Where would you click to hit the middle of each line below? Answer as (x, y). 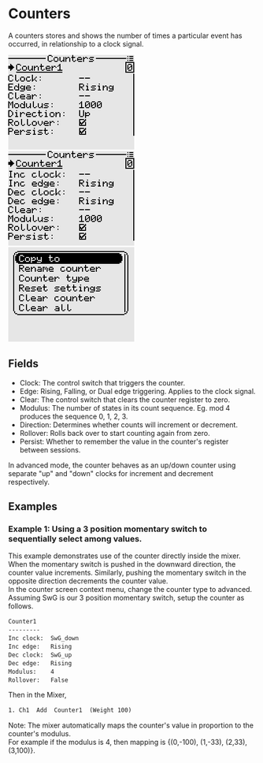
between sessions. (50, 449)
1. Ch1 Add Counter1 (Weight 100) (70, 710)
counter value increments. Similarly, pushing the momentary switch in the (127, 573)
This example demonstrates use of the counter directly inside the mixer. (125, 556)
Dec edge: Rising (40, 663)
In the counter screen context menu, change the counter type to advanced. (130, 590)
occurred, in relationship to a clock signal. (76, 43)
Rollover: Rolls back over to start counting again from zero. (115, 433)
